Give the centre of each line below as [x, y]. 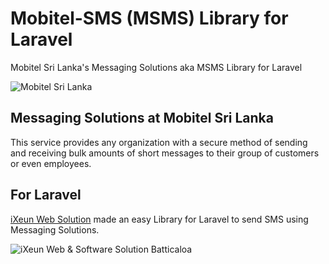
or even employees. [51, 163]
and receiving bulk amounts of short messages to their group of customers [165, 153]
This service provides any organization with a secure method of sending [159, 142]
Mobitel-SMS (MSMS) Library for [149, 18]
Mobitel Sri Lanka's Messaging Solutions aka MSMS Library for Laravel [156, 67]
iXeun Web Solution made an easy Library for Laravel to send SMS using [159, 219]
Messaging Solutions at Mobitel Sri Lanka [142, 118]
